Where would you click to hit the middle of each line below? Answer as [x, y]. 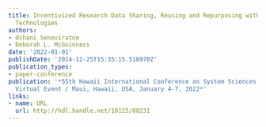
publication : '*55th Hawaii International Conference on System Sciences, [134, 81]
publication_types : [40, 67]
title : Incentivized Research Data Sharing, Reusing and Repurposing [125, 15]
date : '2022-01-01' [40, 52]
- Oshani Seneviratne [44, 37]
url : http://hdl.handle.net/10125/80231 [83, 111]
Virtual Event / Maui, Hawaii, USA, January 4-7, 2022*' [111, 89]
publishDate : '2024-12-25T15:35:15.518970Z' [83, 60]
